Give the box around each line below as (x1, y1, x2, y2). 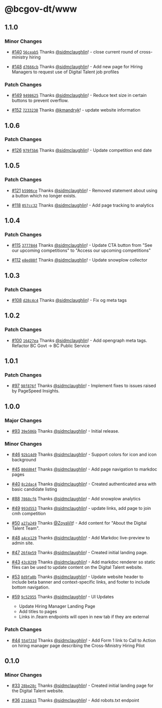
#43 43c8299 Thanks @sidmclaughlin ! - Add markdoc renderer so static (11, 559, 156, 565)
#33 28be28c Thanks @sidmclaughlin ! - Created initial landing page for (11, 682, 154, 689)
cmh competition (11, 510, 46, 517)
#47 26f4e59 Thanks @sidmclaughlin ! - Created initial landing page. (11, 550, 148, 556)
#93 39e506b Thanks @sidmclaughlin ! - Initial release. (11, 428, 119, 434)
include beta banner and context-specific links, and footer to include (11, 579, 150, 585)
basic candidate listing (11, 486, 57, 492)
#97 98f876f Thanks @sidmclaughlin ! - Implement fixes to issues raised (11, 383, 156, 389)
